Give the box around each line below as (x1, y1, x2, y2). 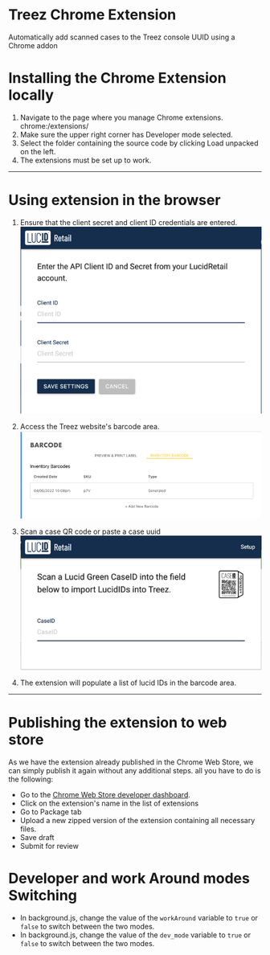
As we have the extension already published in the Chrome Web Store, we (8, 757, 254, 767)
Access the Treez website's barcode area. (19, 422, 160, 432)
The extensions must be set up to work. (19, 155, 152, 165)
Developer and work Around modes (8, 870, 251, 887)
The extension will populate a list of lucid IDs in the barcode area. (19, 678, 237, 688)
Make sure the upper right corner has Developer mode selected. (19, 129, 233, 139)
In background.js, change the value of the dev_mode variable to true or (19, 930, 252, 940)
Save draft (19, 832, 55, 842)
